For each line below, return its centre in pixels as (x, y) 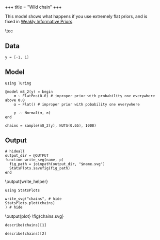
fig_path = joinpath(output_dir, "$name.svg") (57, 164)
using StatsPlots (23, 191)
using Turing (18, 83)
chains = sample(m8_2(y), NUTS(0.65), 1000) (51, 125)
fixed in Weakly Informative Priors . (39, 22)
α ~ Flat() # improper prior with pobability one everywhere (77, 104)
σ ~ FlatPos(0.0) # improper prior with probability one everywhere (84, 96)
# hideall (15, 151)
